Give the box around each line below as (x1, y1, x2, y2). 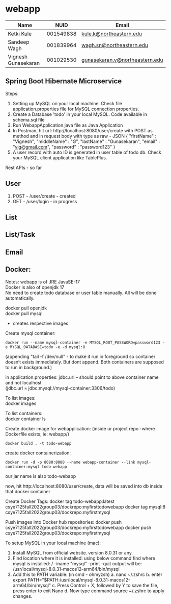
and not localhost (5, 379, 42, 385)
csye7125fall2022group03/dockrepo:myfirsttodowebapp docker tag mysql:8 (5, 503, 166, 510)
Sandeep (8, 38, 30, 45)
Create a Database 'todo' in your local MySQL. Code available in (12, 111, 148, 117)
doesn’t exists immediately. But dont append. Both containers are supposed (5, 358, 164, 365)
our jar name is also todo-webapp (5, 473, 76, 479)
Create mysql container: (5, 330, 56, 336)
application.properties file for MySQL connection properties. (12, 106, 139, 112)
